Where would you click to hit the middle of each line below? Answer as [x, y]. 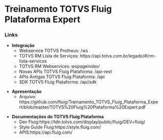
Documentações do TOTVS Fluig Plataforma [58, 117]
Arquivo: [27, 97]
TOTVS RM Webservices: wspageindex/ [59, 66]
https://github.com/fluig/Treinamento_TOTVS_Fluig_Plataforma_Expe [88, 102]
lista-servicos [33, 61]
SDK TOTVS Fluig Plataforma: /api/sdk [58, 82]
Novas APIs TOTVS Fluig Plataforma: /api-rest [66, 72]
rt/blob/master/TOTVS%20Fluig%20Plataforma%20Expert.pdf [82, 107]
